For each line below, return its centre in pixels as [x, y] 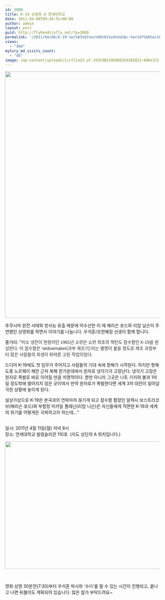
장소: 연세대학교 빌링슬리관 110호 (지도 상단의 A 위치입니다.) [63, 434]
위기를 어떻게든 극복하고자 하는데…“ [45, 413]
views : [12, 42]
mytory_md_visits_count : [30, 51]
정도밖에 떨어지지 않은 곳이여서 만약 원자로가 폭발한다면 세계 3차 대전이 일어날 [85, 384]
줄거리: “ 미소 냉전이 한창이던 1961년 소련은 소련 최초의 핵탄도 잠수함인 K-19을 [79, 342]
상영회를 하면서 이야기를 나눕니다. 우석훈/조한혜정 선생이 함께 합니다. [84, 332]
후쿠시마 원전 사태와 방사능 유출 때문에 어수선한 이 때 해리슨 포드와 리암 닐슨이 [80, 325]
